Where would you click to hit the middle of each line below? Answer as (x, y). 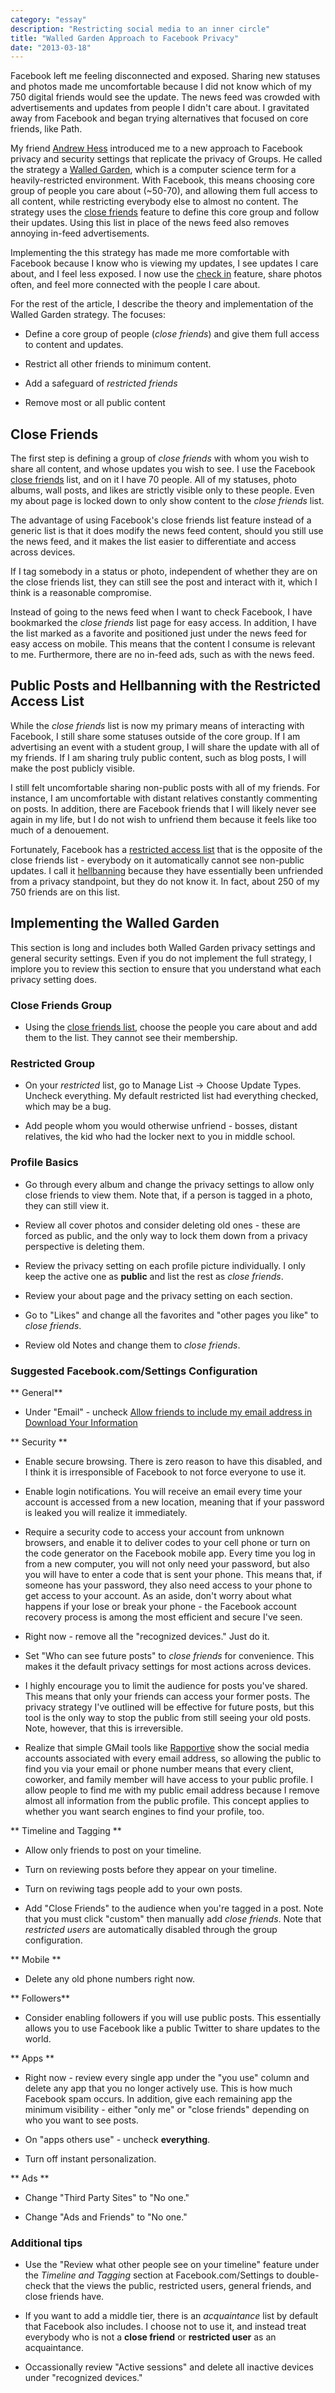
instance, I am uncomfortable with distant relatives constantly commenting (164, 798)
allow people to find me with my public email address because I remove (172, 1790)
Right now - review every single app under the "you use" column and (167, 2077)
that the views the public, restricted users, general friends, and (182, 2286)
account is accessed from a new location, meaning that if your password (174, 1502)
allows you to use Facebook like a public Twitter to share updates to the (172, 2028)
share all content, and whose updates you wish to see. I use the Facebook (163, 469)
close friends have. (64, 2297)
